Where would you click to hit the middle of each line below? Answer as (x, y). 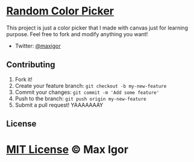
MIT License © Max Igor (67, 150)
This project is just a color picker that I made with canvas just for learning (97, 28)
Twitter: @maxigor (38, 46)
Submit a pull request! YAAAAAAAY (59, 105)
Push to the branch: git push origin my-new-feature (80, 98)
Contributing (31, 65)
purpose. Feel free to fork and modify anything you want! (77, 34)
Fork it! (24, 79)
